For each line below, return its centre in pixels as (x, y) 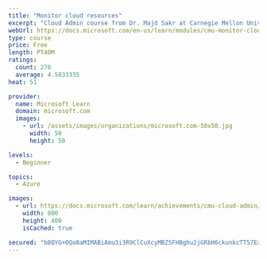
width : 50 (45, 133)
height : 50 (47, 141)
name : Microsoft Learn (53, 104)
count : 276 (33, 68)
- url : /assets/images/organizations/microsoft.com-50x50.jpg (128, 126)
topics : (21, 177)
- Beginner (33, 162)
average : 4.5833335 (48, 75)
